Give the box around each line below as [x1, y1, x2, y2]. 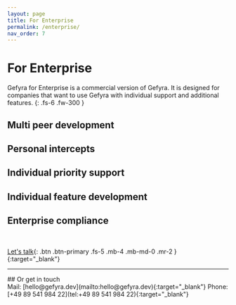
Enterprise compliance [7, 215, 109, 227]
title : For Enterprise [7, 17, 74, 24]
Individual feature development [7, 191, 147, 203]
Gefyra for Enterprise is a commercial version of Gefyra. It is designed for [7, 84, 220, 92]
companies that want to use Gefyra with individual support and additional [7, 91, 219, 99]
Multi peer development [7, 119, 114, 131]
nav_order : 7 [7, 30, 46, 37]
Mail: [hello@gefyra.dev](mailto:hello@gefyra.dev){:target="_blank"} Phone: [7, 282, 228, 291]
